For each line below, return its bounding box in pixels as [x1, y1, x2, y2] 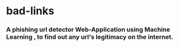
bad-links [6, 4, 55, 18]
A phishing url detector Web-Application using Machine [6, 26, 171, 34]
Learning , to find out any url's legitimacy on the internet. [6, 33, 174, 41]
